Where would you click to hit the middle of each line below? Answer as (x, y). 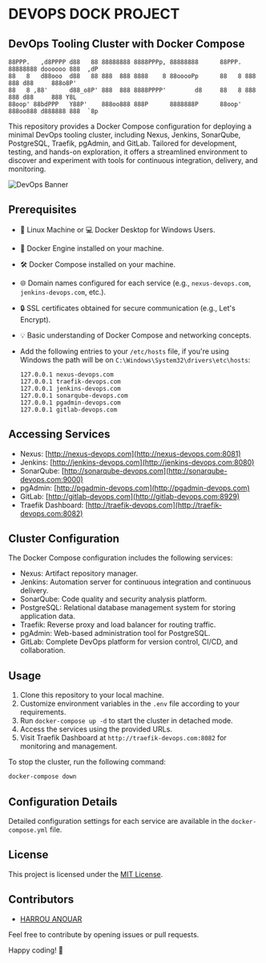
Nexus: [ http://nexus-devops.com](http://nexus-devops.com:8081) (131, 453)
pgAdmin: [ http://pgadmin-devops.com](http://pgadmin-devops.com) (135, 488)
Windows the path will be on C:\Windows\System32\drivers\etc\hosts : (135, 359)
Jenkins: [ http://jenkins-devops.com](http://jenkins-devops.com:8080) (137, 462)
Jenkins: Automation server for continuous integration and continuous (135, 582)
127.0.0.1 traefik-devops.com (71, 381)
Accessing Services (59, 434)
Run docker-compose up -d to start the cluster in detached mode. (127, 721)
